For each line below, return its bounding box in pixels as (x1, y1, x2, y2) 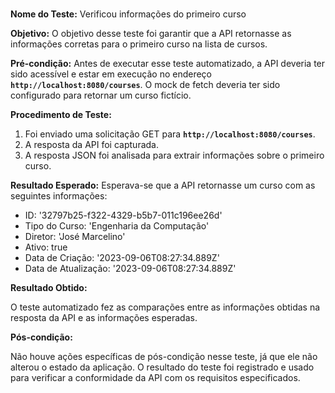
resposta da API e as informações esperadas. (10, 312, 198, 324)
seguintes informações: (10, 190, 108, 202)
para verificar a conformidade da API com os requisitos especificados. (10, 372, 301, 384)
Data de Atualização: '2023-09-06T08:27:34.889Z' (24, 263, 237, 275)
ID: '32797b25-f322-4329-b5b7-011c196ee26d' (24, 209, 223, 222)
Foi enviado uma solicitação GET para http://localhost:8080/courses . (24, 128, 316, 140)
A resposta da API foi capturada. (24, 139, 159, 151)
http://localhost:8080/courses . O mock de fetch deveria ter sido (10, 79, 281, 91)
